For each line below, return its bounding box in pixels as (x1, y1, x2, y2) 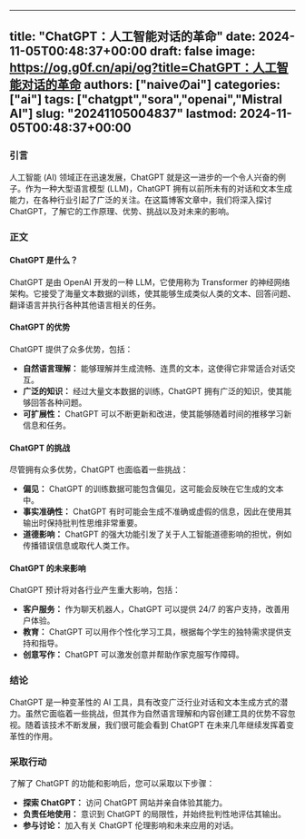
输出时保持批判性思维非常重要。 (22, 518, 143, 528)
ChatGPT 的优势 (9, 321, 71, 332)
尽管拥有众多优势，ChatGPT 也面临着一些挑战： (9, 464, 189, 475)
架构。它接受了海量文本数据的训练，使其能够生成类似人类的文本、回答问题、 (9, 288, 296, 299)
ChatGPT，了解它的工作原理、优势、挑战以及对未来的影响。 (9, 205, 234, 216)
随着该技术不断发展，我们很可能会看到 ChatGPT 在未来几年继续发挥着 (25, 719, 287, 730)
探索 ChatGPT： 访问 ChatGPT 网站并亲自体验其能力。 (22, 797, 228, 808)
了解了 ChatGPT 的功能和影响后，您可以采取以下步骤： (9, 778, 215, 789)
